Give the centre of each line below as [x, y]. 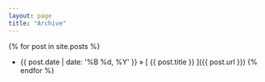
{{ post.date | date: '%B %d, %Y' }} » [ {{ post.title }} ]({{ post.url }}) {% [139, 62]
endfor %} [37, 70]
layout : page [30, 16]
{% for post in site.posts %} [54, 46]
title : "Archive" [37, 23]
